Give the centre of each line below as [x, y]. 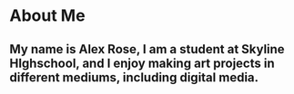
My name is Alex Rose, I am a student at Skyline [147, 49]
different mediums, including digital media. [134, 77]
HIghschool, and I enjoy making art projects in [142, 63]
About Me [47, 16]
